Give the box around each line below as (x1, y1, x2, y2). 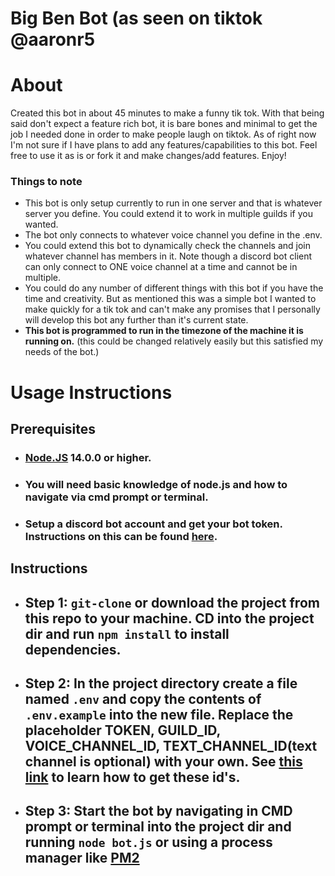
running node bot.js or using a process (24, 834, 273, 851)
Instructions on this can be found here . (24, 529, 218, 543)
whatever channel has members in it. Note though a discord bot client (24, 250, 313, 262)
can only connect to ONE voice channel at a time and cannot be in (24, 261, 298, 273)
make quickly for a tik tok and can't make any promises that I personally (24, 303, 321, 316)
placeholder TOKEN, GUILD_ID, (24, 722, 221, 739)
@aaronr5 (10, 28, 96, 51)
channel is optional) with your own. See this (24, 753, 303, 770)
